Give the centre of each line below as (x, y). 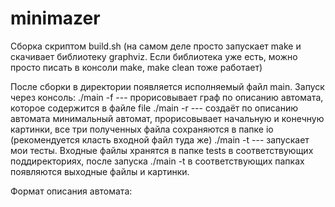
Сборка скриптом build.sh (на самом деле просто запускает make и (156, 46)
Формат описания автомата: (71, 191)
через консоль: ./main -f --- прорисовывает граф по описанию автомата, (167, 97)
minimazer (55, 18)
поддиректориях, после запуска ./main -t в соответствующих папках (157, 161)
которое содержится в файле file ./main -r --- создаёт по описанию (154, 108)
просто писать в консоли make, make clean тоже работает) (136, 67)
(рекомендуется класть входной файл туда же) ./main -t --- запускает (160, 139)
